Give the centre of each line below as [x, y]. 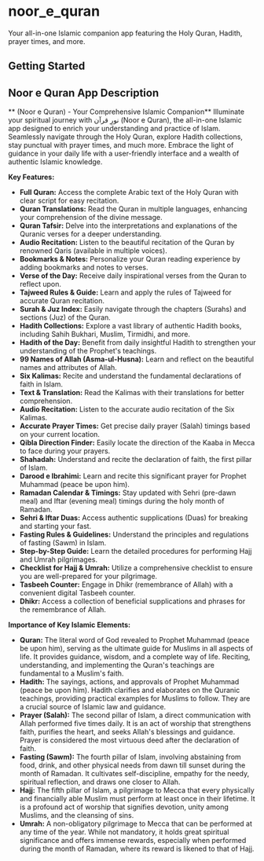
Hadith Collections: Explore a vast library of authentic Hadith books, [130, 326]
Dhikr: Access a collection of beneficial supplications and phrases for [132, 601]
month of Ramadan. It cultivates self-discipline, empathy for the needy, [134, 774]
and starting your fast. [55, 526]
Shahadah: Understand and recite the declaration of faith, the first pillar [136, 460]
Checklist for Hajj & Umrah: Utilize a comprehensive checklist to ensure [136, 568]
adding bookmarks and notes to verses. [84, 267]
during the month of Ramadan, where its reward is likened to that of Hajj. [137, 849]
